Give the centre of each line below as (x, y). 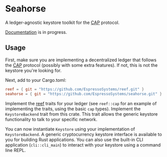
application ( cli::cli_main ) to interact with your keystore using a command (83, 145)
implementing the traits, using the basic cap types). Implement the (73, 109)
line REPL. (15, 150)
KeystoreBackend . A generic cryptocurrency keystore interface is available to (84, 134)
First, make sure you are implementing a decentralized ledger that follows (81, 60)
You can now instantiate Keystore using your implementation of (70, 129)
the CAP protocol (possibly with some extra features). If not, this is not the (81, 65)
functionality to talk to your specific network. (51, 119)
